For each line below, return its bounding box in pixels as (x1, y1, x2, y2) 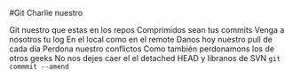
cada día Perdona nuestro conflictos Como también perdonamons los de (9, 43, 275, 54)
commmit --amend (9, 62, 69, 71)
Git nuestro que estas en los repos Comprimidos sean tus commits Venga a (9, 25, 285, 35)
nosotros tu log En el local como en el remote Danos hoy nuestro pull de (9, 35, 273, 44)
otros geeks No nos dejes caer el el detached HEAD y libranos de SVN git (9, 53, 281, 63)
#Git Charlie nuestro (9, 8, 83, 18)
